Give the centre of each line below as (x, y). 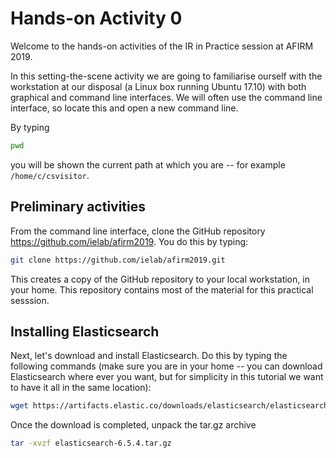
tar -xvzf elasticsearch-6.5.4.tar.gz (91, 443)
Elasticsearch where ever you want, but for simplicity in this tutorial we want (167, 377)
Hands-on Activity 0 (96, 18)
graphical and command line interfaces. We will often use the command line (166, 97)
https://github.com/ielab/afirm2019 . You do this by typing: (129, 241)
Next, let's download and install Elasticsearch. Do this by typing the (149, 356)
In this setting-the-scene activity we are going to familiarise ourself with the (166, 76)
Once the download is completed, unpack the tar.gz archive (133, 425)
